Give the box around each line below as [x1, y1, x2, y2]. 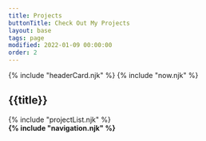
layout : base [8, 26, 52, 34]
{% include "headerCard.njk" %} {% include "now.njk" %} [8, 71, 199, 80]
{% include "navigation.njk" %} [8, 123, 116, 132]
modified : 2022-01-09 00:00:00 [8, 41, 113, 49]
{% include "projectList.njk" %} [8, 115, 112, 124]
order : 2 [8, 49, 38, 57]
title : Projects [8, 11, 62, 20]
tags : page [8, 33, 45, 42]
